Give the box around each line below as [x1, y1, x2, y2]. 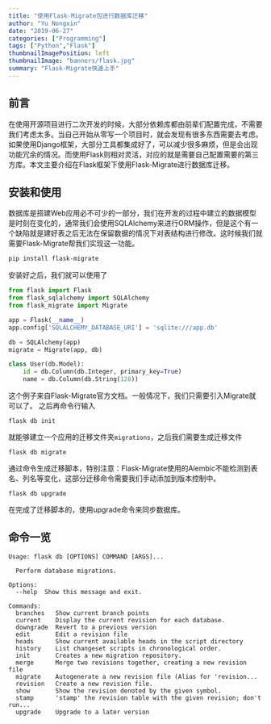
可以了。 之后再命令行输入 [8, 401, 95, 410]
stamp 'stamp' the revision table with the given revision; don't [15, 693, 262, 702]
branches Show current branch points [15, 609, 150, 617]
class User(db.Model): [8, 360, 85, 368]
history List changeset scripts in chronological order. [15, 644, 222, 652]
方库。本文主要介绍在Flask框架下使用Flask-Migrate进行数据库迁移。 [8, 159, 235, 169]
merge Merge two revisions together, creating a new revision [15, 659, 248, 667]
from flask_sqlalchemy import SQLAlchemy [8, 294, 150, 303]
